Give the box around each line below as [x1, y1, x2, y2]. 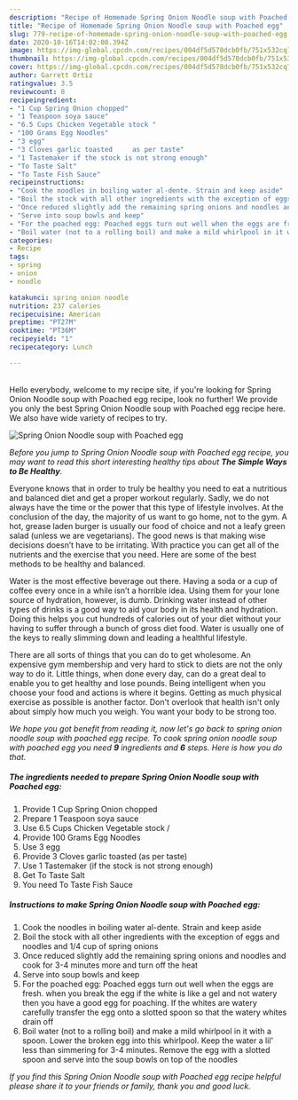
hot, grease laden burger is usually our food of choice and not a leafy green [9, 520, 286, 531]
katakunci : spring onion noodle [9, 293, 129, 302]
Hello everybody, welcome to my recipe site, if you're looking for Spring [9, 384, 272, 395]
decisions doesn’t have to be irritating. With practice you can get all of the [9, 539, 279, 550]
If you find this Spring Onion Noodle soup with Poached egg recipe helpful [9, 1071, 282, 1081]
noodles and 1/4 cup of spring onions [21, 940, 159, 951]
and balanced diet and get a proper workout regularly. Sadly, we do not [9, 492, 270, 503]
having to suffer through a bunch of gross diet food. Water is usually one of [9, 622, 284, 633]
